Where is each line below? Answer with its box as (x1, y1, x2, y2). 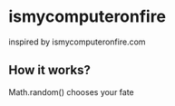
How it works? (8, 63, 92, 78)
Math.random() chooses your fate (8, 86, 135, 97)
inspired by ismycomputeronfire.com (8, 36, 146, 47)
